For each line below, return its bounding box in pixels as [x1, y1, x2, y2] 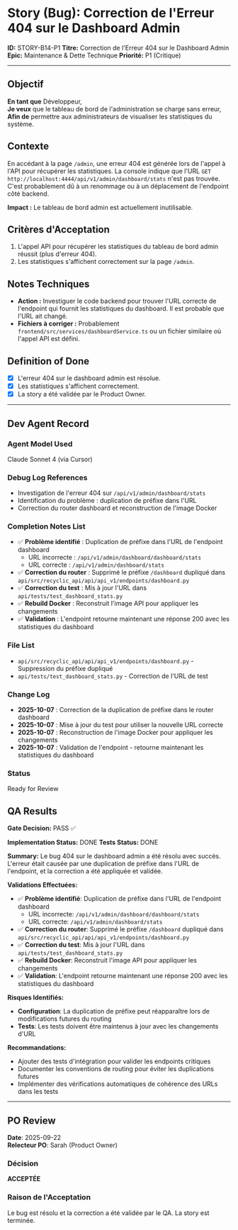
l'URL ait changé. [17, 312, 68, 321]
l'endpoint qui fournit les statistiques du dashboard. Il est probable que [17, 304, 225, 313]
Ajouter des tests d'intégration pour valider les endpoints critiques [17, 1057, 211, 1065]
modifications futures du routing [17, 1014, 112, 1023]
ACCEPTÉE [7, 1175, 41, 1183]
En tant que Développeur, [7, 97, 83, 106]
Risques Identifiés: [7, 993, 64, 1002]
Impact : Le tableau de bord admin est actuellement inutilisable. [7, 203, 193, 211]
